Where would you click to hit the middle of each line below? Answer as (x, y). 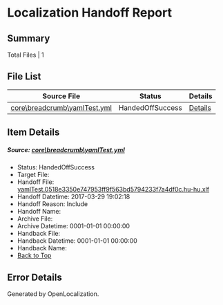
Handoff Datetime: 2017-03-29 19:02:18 (74, 197)
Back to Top (34, 256)
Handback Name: (42, 248)
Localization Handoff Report (90, 13)
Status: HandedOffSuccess (56, 167)
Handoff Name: (39, 212)
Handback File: (39, 234)
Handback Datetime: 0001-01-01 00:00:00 (77, 241)
